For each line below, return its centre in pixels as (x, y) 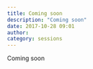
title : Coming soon (35, 13)
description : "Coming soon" (47, 20)
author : (18, 32)
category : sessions (35, 39)
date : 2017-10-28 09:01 (41, 26)
